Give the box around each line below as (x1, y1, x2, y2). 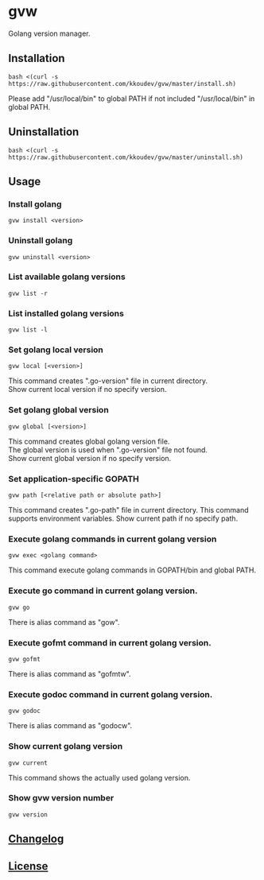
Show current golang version (8, 741, 123, 752)
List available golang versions (8, 271, 126, 282)
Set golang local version (8, 344, 103, 355)
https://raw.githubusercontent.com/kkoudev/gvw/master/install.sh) (8, 79, 237, 87)
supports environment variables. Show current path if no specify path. (8, 514, 239, 523)
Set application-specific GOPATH (8, 473, 139, 484)
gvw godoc (8, 707, 41, 715)
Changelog (8, 832, 64, 846)
